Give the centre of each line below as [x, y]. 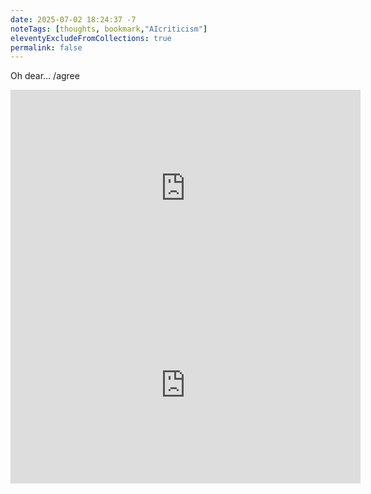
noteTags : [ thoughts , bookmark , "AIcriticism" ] [109, 29]
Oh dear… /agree [45, 76]
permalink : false [46, 47]
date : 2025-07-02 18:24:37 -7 [73, 19]
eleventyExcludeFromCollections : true [91, 38]
